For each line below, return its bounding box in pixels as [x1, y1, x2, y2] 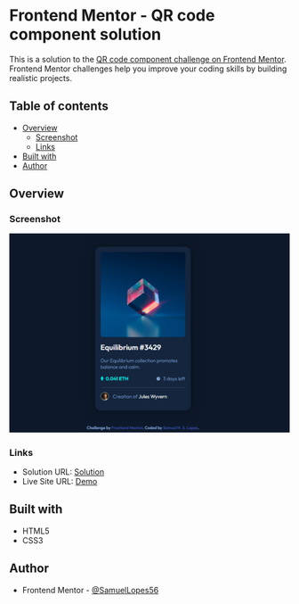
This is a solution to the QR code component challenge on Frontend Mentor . [9, 54, 287, 64]
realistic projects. [9, 72, 73, 83]
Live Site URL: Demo [21, 476, 98, 487]
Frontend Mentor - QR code [9, 5, 215, 26]
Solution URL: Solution [21, 467, 105, 477]
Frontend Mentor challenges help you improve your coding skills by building [9, 63, 287, 74]
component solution [9, 24, 162, 45]
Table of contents [9, 99, 109, 114]
